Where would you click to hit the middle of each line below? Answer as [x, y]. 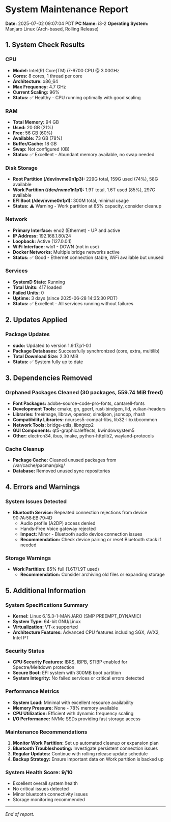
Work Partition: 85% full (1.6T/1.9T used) [56, 569]
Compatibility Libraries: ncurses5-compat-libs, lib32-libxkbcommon [85, 420]
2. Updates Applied [36, 320]
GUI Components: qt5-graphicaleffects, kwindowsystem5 [74, 430]
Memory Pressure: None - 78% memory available [65, 708]
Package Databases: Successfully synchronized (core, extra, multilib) [86, 351]
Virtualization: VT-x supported [45, 627]
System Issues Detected [36, 501]
